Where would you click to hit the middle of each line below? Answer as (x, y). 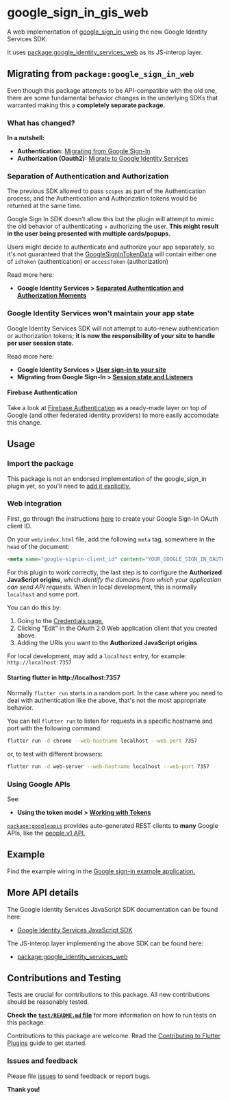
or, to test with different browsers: (55, 754)
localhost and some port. (43, 594)
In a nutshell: (26, 138)
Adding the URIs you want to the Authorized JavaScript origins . (108, 642)
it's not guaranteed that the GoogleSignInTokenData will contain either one (112, 254)
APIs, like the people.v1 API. (46, 833)
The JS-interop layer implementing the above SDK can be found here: (105, 943)
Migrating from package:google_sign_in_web (101, 74)
